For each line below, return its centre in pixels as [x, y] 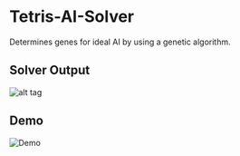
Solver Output [50, 70]
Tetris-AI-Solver [72, 17]
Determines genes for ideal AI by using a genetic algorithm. [120, 42]
